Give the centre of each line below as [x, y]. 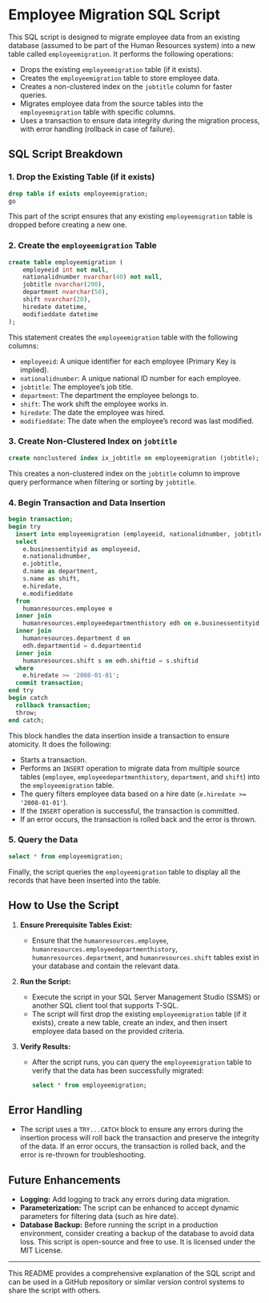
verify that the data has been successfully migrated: [118, 1070]
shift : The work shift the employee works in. [94, 404]
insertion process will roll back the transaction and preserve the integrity [140, 1138]
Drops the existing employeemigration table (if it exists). [111, 69]
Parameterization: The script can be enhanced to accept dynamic [129, 1208]
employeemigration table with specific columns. [98, 112]
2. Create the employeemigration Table [83, 246]
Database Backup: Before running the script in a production [119, 1225]
